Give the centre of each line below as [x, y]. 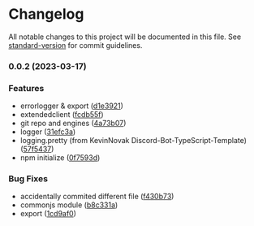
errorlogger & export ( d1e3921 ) [72, 106]
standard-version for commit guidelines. [75, 45]
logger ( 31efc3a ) [48, 132]
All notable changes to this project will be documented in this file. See [125, 37]
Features [26, 88]
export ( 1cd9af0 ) [48, 214]
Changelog [46, 14]
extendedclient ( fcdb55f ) [62, 115]
